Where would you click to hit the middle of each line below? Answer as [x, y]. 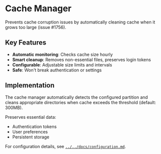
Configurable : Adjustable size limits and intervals [62, 65]
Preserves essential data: [31, 117]
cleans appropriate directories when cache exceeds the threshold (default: [80, 102]
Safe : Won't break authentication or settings [57, 70]
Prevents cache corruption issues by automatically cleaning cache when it [80, 22]
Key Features [26, 43]
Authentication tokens [34, 126]
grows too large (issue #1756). [36, 27]
